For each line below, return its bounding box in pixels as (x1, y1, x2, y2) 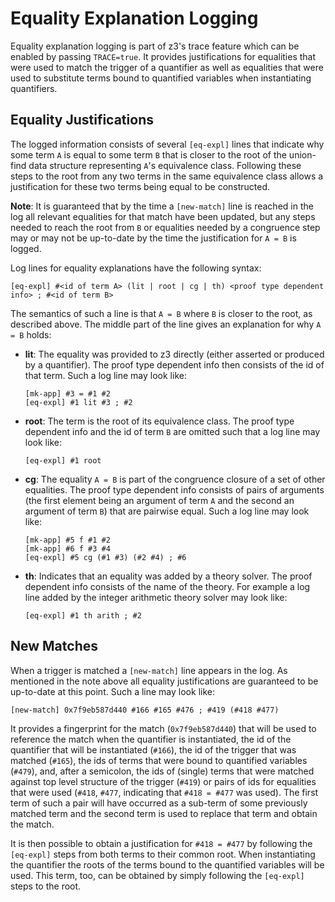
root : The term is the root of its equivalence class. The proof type (24, 415, 295, 427)
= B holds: (10, 328, 52, 341)
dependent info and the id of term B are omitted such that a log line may (24, 425, 321, 437)
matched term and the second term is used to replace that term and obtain (10, 807, 318, 819)
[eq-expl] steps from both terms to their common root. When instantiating (10, 848, 316, 860)
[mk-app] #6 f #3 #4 (24, 543, 111, 554)
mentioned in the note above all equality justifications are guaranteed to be (10, 675, 319, 687)
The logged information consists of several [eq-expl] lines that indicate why (10, 138, 325, 150)
